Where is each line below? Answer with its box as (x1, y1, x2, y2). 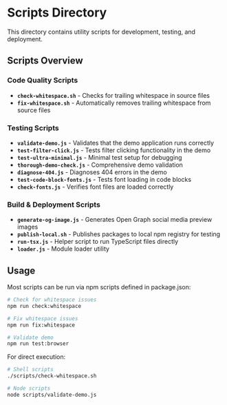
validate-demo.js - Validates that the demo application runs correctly (17, 138, 215, 147)
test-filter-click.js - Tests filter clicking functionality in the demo (17, 146, 211, 154)
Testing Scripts (7, 123, 60, 132)
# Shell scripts (7, 366, 54, 373)
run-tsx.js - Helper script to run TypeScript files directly (17, 238, 179, 246)
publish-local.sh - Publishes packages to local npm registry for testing (17, 230, 221, 238)
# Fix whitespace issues (7, 315, 78, 322)
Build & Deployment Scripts (7, 200, 101, 209)
